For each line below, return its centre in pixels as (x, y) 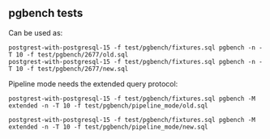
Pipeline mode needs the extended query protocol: (93, 83)
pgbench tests (46, 13)
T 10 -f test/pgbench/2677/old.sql (69, 55)
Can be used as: (36, 32)
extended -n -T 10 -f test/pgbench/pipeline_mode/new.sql (108, 127)
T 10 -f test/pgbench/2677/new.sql (69, 69)
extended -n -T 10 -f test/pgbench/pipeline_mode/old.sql (108, 105)
